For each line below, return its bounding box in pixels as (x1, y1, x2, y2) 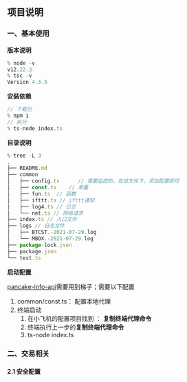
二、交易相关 (7, 349, 50, 359)
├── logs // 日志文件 (7, 222, 65, 229)
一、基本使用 (7, 29, 50, 39)
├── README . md (7, 165, 48, 172)
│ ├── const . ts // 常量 (7, 184, 89, 191)
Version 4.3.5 (7, 78, 48, 86)
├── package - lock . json (7, 242, 72, 248)
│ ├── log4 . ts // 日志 (7, 203, 76, 210)
